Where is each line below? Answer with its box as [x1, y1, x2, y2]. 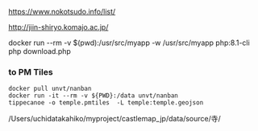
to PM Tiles [8, 66, 54, 77]
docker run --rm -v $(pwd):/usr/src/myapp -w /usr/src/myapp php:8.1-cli [8, 38, 250, 47]
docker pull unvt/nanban [8, 84, 92, 93]
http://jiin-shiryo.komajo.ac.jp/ [8, 23, 109, 31]
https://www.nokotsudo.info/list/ [8, 7, 116, 16]
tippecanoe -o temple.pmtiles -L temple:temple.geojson [8, 99, 204, 107]
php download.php [8, 47, 71, 55]
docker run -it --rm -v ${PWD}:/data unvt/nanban [8, 92, 179, 100]
